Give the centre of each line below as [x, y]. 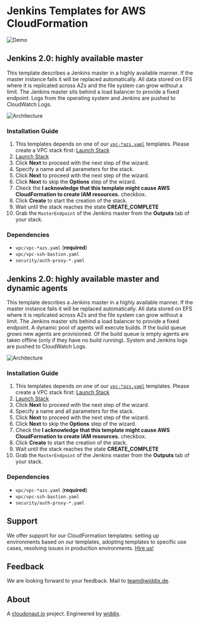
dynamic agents [37, 288]
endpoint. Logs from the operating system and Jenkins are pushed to [91, 98]
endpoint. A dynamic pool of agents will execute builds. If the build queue [96, 327]
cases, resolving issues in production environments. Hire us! [80, 548]
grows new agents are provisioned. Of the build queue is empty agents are [98, 334]
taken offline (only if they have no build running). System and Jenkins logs [97, 340]
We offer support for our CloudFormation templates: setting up [83, 535]
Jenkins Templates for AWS [76, 11]
